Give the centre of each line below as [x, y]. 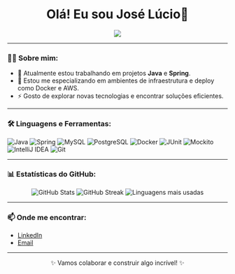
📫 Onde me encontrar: [47, 217]
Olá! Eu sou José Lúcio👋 [117, 14]
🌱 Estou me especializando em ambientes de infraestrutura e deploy [116, 81]
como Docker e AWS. [48, 88]
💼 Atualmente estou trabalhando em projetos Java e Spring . [104, 74]
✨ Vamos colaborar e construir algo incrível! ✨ [117, 263]
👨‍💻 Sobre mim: [33, 57]
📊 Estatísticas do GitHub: [52, 174]
